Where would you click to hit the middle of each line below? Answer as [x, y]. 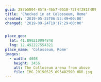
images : [13, 54]
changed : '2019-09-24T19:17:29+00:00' [44, 23]
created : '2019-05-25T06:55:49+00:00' [44, 18]
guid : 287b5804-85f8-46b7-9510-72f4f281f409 [51, 9]
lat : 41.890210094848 [31, 41]
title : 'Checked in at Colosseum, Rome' [47, 14]
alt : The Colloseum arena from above [52, 68]
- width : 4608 [24, 59]
